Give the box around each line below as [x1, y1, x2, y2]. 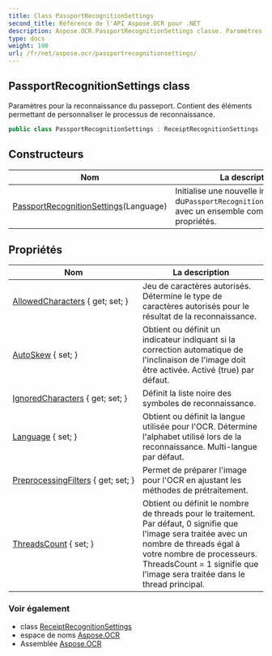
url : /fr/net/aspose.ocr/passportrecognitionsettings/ [8, 49, 198, 57]
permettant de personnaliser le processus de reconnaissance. [8, 109, 216, 119]
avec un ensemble [175, 205, 245, 217]
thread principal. [142, 579, 205, 590]
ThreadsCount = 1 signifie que [142, 559, 259, 570]
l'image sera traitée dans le [142, 569, 245, 580]
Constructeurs [8, 147, 84, 162]
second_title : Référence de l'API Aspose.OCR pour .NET [8, 19, 201, 28]
